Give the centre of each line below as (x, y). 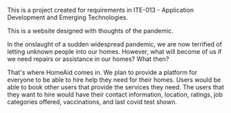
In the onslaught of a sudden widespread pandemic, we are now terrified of (115, 44)
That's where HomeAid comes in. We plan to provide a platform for (102, 72)
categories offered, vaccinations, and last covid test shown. (92, 102)
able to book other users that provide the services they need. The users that (116, 87)
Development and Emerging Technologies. (68, 17)
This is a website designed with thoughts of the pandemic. (91, 31)
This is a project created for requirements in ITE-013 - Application (101, 10)
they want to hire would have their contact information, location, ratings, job (115, 94)
